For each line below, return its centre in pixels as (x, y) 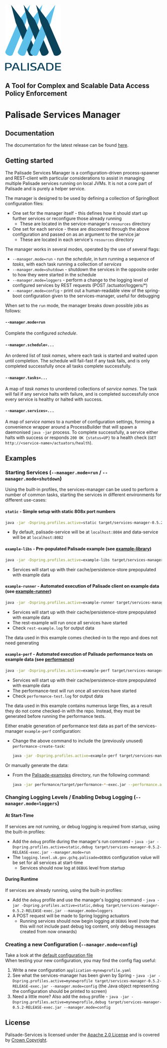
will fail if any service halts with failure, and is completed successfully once (82, 394)
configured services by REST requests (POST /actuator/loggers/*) (80, 285)
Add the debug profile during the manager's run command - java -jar (83, 841)
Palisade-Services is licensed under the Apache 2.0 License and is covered (83, 1035)
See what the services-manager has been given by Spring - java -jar (84, 975)
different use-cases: (26, 500)
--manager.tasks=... (27, 378)
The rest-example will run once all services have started (70, 622)
